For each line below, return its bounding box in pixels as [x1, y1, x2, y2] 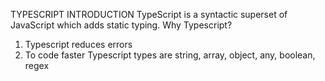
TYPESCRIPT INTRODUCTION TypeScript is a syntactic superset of [10, 9, 288, 20]
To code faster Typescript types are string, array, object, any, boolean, [24, 49, 316, 61]
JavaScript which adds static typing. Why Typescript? [10, 19, 233, 31]
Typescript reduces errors [24, 39, 133, 50]
